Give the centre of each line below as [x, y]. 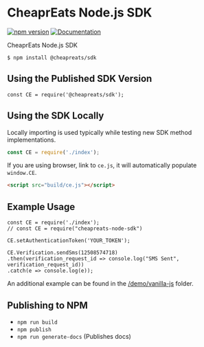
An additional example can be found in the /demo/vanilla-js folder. [100, 284]
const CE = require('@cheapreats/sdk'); [66, 94]
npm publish [34, 329]
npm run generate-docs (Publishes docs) [74, 336]
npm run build [37, 322]
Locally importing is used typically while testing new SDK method [100, 132]
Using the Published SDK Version [80, 79]
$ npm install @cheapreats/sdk [52, 57]
